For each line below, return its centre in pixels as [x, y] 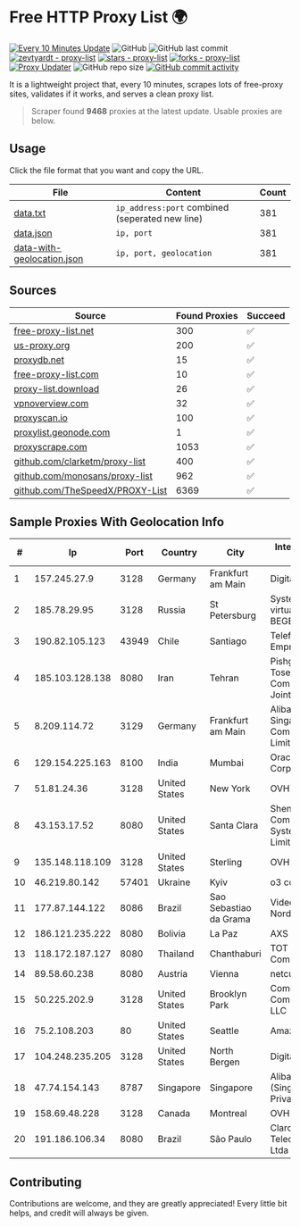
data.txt [30, 213]
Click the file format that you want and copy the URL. [106, 170]
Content [183, 192]
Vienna [224, 974]
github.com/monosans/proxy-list [83, 476]
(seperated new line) [159, 218]
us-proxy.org [42, 345]
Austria [173, 974]
